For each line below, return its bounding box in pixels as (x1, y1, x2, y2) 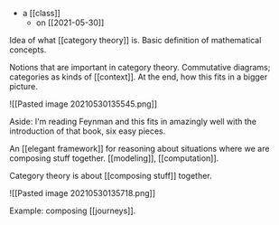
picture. (9, 81, 39, 91)
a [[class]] (22, 8, 60, 18)
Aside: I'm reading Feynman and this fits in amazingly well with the (9, 117, 257, 127)
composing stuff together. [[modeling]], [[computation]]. (9, 153, 219, 164)
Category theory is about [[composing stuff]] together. (9, 171, 212, 181)
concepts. (9, 44, 47, 55)
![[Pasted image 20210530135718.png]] (9, 188, 156, 198)
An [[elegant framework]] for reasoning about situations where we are (9, 144, 270, 154)
